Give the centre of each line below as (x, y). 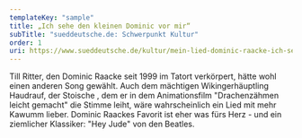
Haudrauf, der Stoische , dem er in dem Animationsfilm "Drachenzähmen (144, 96)
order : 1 (26, 43)
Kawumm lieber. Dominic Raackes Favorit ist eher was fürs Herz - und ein (146, 115)
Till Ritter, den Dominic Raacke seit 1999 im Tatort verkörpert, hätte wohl (143, 76)
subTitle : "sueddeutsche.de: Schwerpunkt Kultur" (104, 34)
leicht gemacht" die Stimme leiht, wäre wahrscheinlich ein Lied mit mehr (143, 105)
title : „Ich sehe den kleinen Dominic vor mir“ (100, 26)
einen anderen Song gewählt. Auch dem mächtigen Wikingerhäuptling (139, 86)
